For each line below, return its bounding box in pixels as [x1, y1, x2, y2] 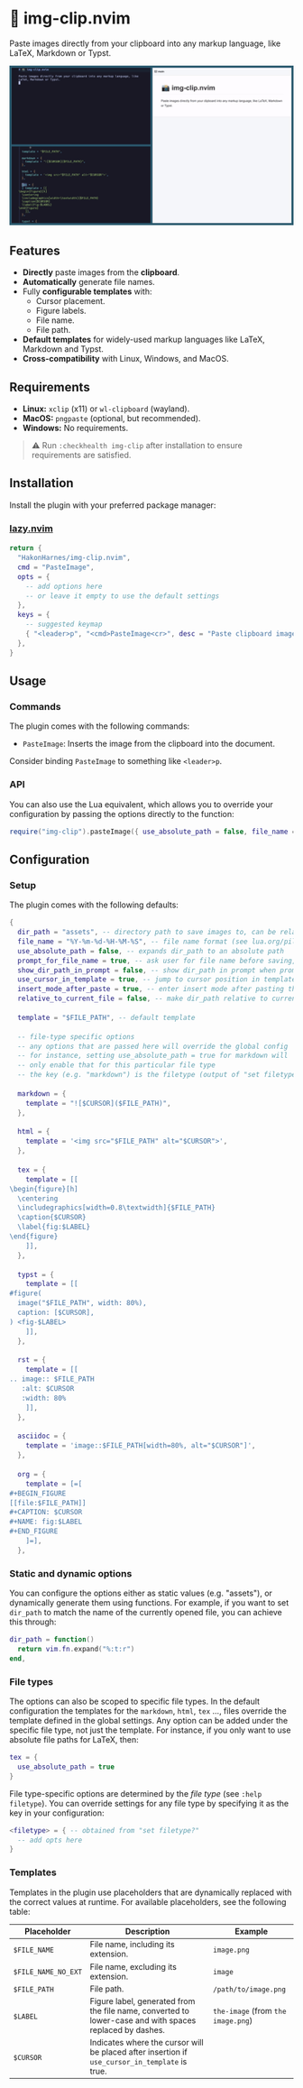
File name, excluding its [89, 1961, 178, 1972]
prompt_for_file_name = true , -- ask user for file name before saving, [17, 956, 297, 965]
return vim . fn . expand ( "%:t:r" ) [17, 1645, 135, 1654]
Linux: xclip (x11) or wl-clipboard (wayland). [22, 403, 190, 414]
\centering [17, 1194, 59, 1203]
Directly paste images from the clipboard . [22, 267, 180, 278]
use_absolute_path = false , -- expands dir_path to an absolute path [17, 946, 284, 955]
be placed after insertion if [89, 2047, 188, 2057]
